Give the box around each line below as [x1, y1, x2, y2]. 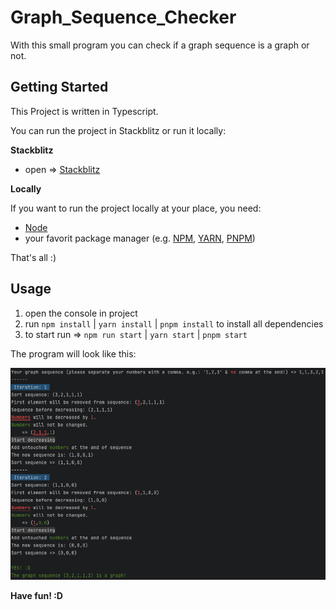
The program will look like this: [10, 347, 137, 360]
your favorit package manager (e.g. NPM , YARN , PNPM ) [24, 232, 256, 244]
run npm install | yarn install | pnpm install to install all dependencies [24, 317, 324, 330]
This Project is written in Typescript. [10, 105, 159, 117]
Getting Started [10, 79, 109, 96]
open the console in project [24, 307, 138, 319]
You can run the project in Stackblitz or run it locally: [10, 124, 227, 136]
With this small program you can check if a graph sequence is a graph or [10, 39, 310, 51]
